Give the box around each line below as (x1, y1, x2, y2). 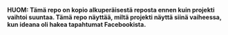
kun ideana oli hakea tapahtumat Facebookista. (7, 21, 146, 28)
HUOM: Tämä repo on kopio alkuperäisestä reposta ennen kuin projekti (7, 6, 215, 14)
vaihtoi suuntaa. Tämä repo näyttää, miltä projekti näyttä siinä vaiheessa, (7, 13, 222, 21)
